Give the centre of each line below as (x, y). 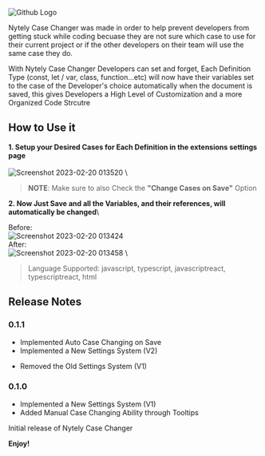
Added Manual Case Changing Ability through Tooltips (109, 412)
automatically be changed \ (54, 212)
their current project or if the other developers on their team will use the (126, 45)
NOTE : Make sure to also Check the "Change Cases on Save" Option (142, 188)
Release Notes (45, 302)
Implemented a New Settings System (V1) (88, 404)
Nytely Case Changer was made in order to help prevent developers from (129, 28)
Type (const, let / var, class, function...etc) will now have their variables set (131, 77)
